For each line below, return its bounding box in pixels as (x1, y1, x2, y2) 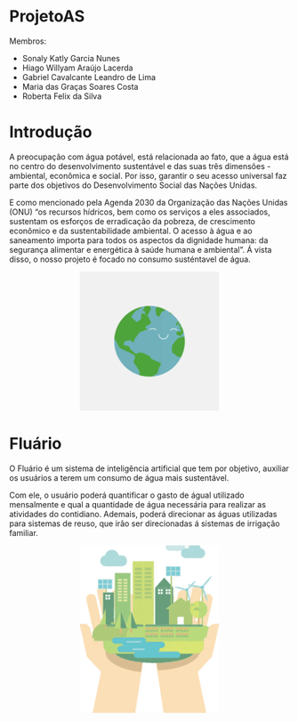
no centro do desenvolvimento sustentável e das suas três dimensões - (9, 160, 271, 171)
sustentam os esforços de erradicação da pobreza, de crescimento (9, 215, 256, 226)
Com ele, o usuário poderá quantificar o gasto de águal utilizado (9, 490, 245, 500)
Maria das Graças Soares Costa (21, 81, 139, 92)
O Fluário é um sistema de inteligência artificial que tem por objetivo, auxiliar (9, 463, 289, 474)
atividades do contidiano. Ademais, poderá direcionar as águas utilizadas (9, 508, 278, 519)
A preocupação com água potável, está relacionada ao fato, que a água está (9, 151, 289, 162)
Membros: (9, 36, 47, 46)
